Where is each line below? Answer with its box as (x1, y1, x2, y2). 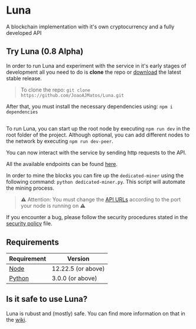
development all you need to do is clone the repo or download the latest (6, 69, 181, 76)
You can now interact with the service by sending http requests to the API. (6, 149, 187, 157)
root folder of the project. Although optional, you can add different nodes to (6, 131, 190, 139)
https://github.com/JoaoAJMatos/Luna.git (20, 92, 124, 98)
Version (67, 255, 90, 263)
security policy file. (6, 220, 53, 227)
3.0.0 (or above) (51, 274, 97, 282)
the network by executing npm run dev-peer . (6, 138, 113, 145)
